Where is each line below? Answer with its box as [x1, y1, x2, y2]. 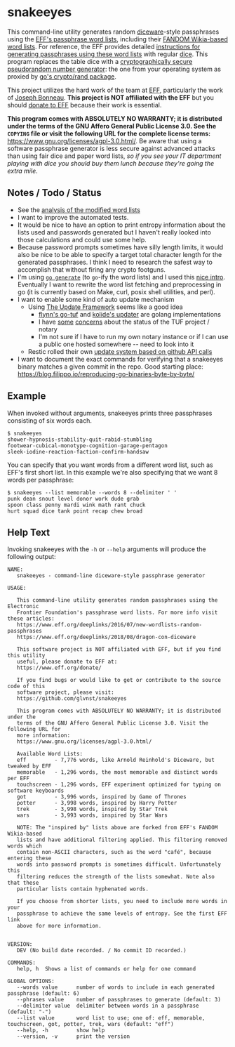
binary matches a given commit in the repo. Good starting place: [17, 362, 203, 371]
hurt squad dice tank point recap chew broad [7, 507, 142, 515]
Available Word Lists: [16, 751, 83, 758]
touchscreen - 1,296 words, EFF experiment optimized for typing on [16, 781, 221, 789]
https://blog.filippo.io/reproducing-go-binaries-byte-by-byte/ [17, 369, 195, 378]
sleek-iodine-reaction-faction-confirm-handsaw [7, 448, 149, 455]
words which [7, 843, 42, 850]
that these [7, 879, 39, 887]
